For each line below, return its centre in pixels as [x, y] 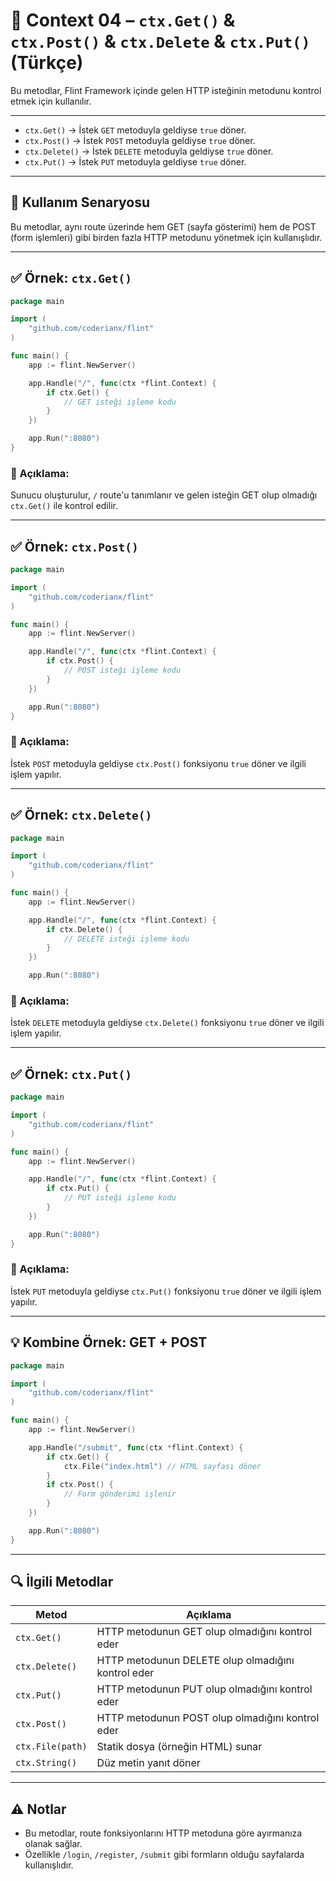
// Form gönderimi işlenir [120, 1494]
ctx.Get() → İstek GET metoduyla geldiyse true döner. [135, 130]
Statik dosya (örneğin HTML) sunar [179, 1747]
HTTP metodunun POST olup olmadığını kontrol [208, 1718]
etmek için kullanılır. [51, 101]
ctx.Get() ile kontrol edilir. [64, 506]
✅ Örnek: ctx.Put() [71, 1074]
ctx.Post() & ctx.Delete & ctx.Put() [160, 41]
